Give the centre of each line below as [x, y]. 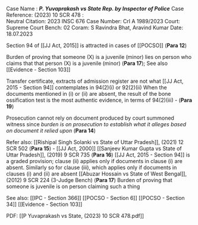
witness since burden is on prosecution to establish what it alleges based [96, 124]
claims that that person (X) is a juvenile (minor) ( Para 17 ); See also [87, 63]
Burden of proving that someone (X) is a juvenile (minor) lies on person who [99, 57]
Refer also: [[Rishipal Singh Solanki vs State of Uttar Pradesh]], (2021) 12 [95, 142]
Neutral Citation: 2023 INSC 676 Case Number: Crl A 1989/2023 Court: [93, 21]
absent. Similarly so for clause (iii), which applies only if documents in [92, 167]
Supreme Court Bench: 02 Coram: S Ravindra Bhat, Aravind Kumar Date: [95, 27]
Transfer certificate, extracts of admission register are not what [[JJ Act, [95, 81]
